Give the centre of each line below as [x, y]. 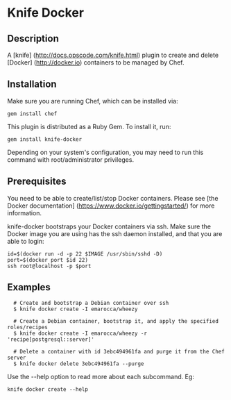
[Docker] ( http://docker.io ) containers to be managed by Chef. [96, 62]
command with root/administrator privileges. [70, 159]
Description [33, 39]
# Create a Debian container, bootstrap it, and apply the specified [116, 322]
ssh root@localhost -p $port [49, 266]
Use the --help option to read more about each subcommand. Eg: [101, 377]
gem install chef [32, 114]
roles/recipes [28, 328]
